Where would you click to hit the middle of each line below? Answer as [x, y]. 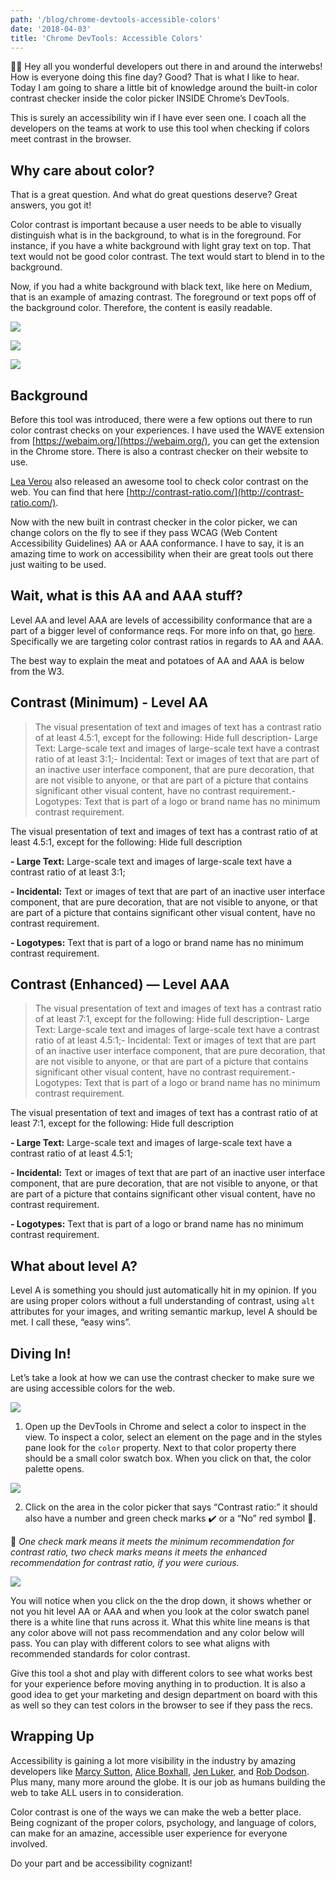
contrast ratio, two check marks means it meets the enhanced [139, 1552]
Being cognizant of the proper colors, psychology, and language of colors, [163, 1822]
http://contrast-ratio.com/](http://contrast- [217, 492]
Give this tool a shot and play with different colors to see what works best [161, 1673]
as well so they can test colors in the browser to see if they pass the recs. [161, 1705]
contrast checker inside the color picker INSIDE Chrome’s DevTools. [150, 98]
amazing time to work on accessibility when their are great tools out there [162, 554]
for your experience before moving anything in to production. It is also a [158, 1684]
